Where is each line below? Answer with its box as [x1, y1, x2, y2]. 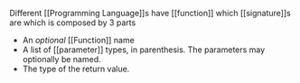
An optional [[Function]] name [22, 35, 136, 45]
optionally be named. [22, 54, 101, 64]
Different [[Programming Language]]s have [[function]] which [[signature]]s [9, 8, 291, 18]
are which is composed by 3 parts [9, 17, 136, 28]
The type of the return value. [22, 63, 130, 74]
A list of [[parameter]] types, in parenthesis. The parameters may [22, 44, 266, 55]
